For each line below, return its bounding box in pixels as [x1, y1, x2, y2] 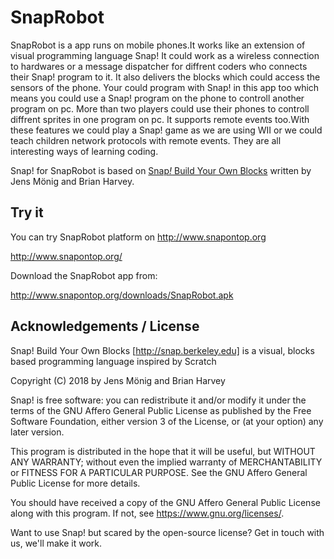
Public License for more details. [10, 477, 141, 489]
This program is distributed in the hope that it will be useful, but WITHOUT [10, 445, 316, 457]
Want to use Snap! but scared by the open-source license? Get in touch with [10, 526, 325, 538]
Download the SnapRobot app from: [10, 269, 158, 281]
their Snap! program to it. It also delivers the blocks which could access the [10, 71, 321, 83]
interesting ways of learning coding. [10, 145, 159, 157]
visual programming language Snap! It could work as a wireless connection [10, 49, 320, 61]
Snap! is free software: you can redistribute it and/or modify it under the [10, 394, 307, 406]
